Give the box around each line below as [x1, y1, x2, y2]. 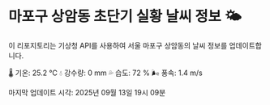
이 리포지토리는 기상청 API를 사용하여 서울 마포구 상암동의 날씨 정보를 [8, 40, 228, 50]
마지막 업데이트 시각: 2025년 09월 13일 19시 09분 [8, 87, 166, 97]
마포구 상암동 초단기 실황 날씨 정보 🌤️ [8, 7, 242, 26]
